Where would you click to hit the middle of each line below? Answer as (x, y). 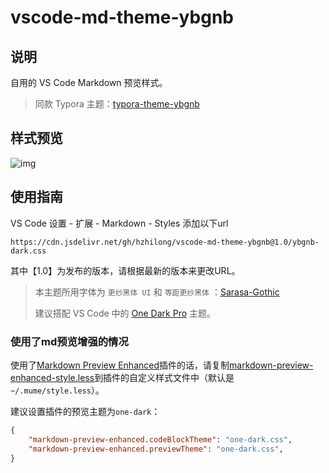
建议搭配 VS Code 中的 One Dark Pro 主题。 (125, 313)
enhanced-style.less (52, 377)
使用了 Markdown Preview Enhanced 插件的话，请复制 (120, 365)
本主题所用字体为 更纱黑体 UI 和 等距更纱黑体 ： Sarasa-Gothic (157, 292)
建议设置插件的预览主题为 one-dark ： (85, 411)
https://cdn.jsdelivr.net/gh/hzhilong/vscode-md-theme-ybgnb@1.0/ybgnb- (165, 242)
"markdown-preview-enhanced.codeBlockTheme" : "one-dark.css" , (160, 439)
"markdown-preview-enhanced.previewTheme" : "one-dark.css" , (156, 449)
